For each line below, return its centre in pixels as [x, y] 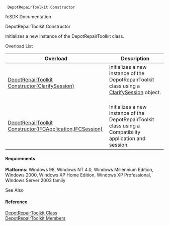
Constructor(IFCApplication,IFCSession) [55, 129]
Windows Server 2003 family [35, 180]
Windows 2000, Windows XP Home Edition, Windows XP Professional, [78, 175]
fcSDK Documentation [28, 17]
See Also [15, 190]
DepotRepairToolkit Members [35, 218]
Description [135, 58]
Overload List [19, 46]
